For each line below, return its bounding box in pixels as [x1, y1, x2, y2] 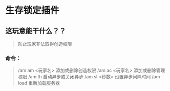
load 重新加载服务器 [17, 80, 60, 86]
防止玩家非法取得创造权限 [17, 41, 72, 47]
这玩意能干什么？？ [5, 26, 66, 35]
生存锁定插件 [5, 5, 60, 16]
